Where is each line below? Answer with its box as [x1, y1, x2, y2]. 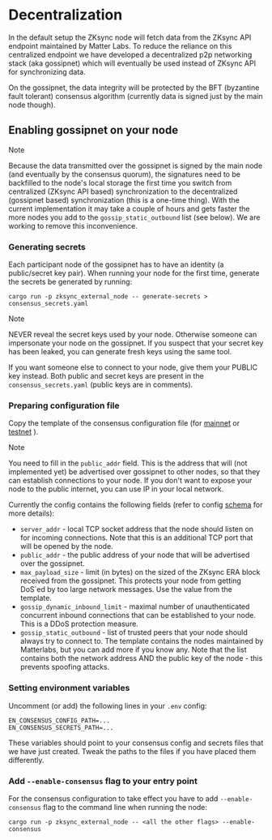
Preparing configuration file [8, 400, 120, 411]
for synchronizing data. [8, 66, 87, 76]
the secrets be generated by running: [8, 277, 133, 287]
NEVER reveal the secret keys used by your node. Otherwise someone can [8, 330, 257, 340]
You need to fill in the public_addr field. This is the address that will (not [8, 458, 248, 468]
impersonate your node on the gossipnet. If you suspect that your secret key [8, 338, 264, 348]
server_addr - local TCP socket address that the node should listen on [19, 525, 253, 534]
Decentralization [8, 6, 123, 24]
